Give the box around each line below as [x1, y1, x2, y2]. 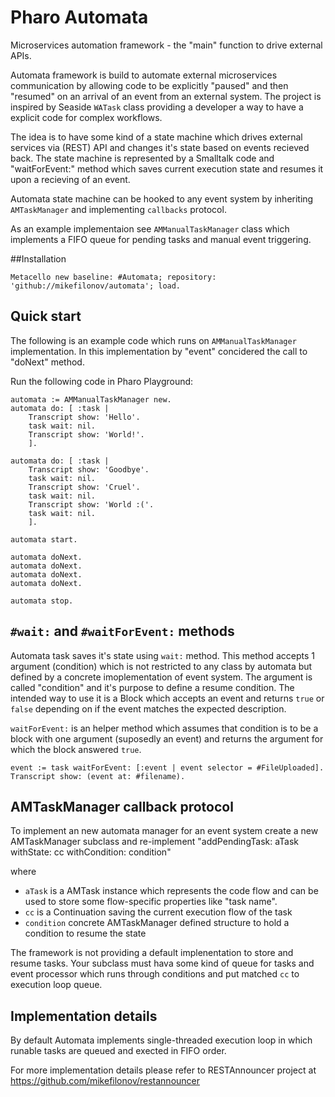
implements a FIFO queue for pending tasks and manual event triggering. [10, 233, 312, 245]
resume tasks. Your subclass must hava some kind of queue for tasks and [10, 957, 315, 970]
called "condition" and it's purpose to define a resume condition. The [10, 681, 295, 693]
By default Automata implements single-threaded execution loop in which [10, 1034, 313, 1046]
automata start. [10, 534, 78, 545]
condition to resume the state [24, 927, 147, 940]
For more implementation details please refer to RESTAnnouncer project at [10, 1064, 317, 1076]
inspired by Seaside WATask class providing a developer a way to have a [10, 101, 304, 113]
